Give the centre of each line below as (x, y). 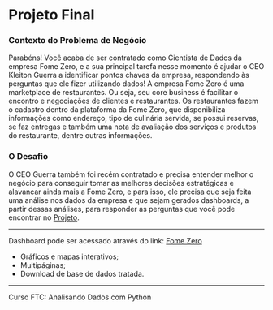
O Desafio (28, 157)
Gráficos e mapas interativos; (69, 256)
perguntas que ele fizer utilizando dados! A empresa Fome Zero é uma (126, 84)
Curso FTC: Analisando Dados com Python (80, 297)
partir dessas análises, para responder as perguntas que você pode (122, 209)
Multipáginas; (43, 265)
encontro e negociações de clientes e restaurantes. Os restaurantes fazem (133, 101)
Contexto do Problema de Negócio (78, 41)
